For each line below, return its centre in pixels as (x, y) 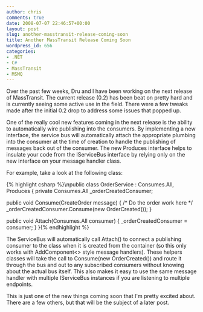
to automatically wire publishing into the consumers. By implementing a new (101, 129)
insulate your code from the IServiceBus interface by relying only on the (96, 155)
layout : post (23, 29)
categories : (21, 52)
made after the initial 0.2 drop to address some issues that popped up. (94, 110)
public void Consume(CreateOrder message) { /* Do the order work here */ (100, 203)
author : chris (24, 12)
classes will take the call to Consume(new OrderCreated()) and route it (94, 259)
